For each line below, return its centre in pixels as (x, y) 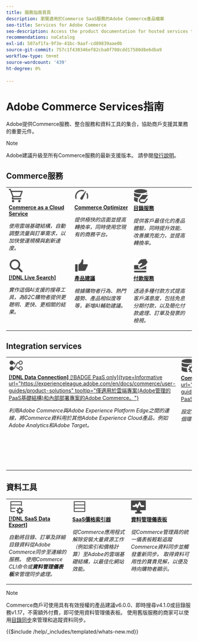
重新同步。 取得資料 (160, 554)
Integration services (44, 346)
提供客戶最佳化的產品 (159, 220)
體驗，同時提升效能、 (159, 228)
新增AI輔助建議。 (105, 306)
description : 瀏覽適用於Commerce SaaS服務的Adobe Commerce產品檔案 (85, 19)
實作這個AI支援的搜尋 (34, 290)
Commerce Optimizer (101, 207)
